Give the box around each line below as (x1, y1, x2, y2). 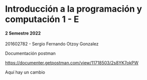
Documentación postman (5, 50, 56, 57)
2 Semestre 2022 (5, 30, 41, 36)
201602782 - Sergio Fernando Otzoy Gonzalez (5, 41, 99, 47)
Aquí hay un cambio (5, 69, 45, 75)
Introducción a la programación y (5, 3, 143, 15)
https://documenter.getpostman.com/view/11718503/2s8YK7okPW (5, 60, 139, 66)
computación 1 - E (5, 14, 79, 25)
